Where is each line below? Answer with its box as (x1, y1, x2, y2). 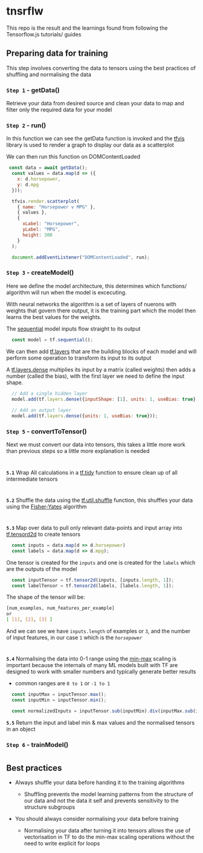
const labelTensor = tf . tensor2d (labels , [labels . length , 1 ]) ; (11, 582, 175, 588)
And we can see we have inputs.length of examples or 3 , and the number (6, 628, 191, 634)
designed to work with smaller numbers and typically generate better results (6, 668, 196, 676)
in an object (6, 725, 36, 733)
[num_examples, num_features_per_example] (6, 605, 115, 611)
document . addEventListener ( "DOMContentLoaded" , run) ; (11, 254, 150, 260)
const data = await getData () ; (8, 165, 88, 171)
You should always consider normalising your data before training (14, 815, 179, 823)
